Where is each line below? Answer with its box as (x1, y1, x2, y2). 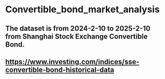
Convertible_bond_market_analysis (5, 4, 160, 15)
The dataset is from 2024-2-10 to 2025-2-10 (5, 24, 151, 33)
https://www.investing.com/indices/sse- (5, 57, 140, 66)
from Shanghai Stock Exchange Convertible (5, 32, 148, 41)
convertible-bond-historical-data (5, 65, 114, 74)
